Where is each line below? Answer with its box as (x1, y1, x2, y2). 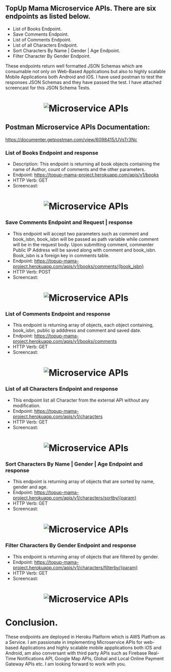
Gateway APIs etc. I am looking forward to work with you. (5, 661, 126, 667)
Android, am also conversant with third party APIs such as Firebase (5, 650, 147, 656)
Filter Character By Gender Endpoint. (12, 53, 91, 59)
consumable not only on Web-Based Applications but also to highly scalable (5, 68, 166, 74)
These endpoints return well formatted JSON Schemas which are (5, 62, 143, 69)
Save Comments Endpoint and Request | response (5, 219, 133, 226)
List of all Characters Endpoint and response (5, 385, 118, 392)
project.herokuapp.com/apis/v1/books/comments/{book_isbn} (12, 263, 144, 269)
